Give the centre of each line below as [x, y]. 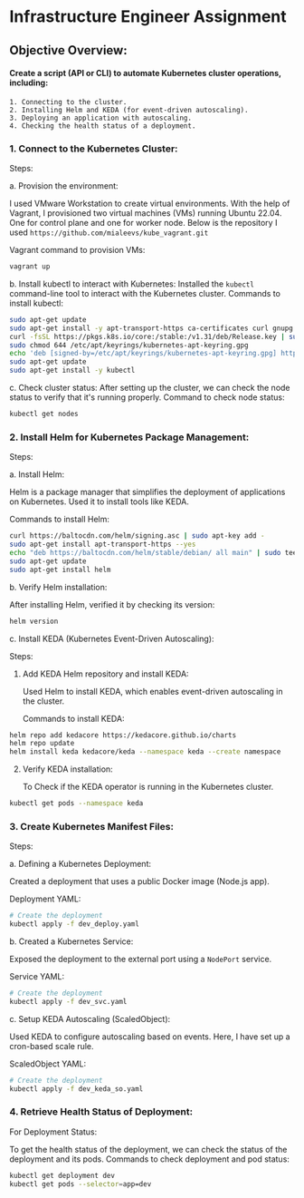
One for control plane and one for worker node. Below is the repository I [143, 223]
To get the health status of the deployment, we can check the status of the [148, 1149]
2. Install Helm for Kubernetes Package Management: [129, 437]
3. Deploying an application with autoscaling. [101, 118]
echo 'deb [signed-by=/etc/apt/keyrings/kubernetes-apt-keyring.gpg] [143, 354]
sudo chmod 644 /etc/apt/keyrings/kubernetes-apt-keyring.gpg [129, 345]
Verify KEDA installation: [67, 769]
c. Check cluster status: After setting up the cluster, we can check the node [150, 388]
